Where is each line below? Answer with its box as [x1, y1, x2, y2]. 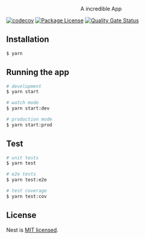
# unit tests [6, 154, 39, 161]
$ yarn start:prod [6, 122, 52, 128]
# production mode [6, 116, 52, 122]
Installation [6, 34, 49, 45]
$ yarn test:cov [6, 193, 47, 199]
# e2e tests [6, 171, 36, 177]
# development [6, 83, 42, 90]
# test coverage [6, 188, 47, 194]
